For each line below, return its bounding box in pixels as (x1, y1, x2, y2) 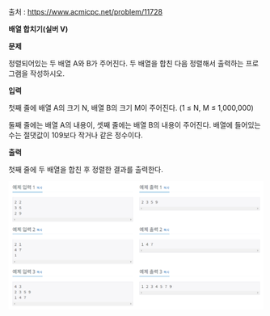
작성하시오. (29, 69, 65, 78)
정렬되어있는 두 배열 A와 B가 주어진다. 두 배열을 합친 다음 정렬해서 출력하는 (8, 59, 244, 68)
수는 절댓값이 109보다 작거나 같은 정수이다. (8, 130, 143, 140)
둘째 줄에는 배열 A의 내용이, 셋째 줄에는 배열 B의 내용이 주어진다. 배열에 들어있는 (8, 120, 261, 129)
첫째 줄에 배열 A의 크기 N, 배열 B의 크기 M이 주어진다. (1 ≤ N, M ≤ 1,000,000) (8, 103, 255, 112)
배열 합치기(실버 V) (8, 24, 69, 34)
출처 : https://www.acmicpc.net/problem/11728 (8, 7, 163, 16)
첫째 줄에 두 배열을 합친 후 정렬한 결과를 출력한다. (8, 165, 164, 174)
